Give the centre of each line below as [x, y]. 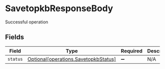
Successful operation [27, 22]
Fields [15, 37]
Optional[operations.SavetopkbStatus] [72, 59]
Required [132, 51]
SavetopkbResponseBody [59, 9]
